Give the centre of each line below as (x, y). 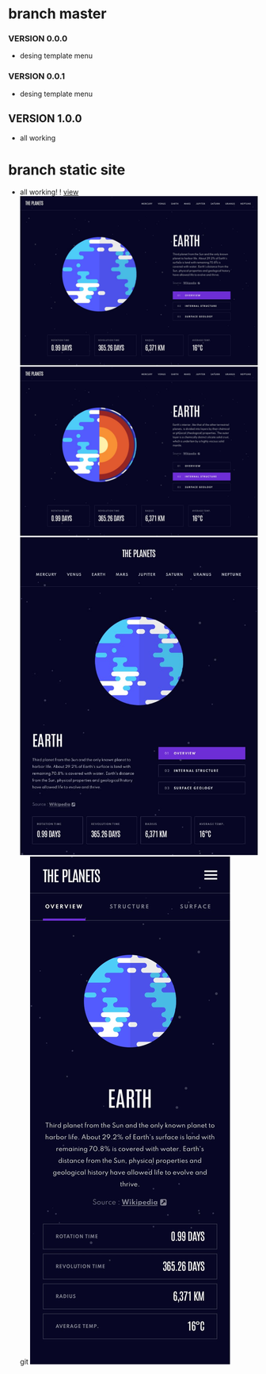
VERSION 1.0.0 (45, 119)
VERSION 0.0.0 (38, 39)
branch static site (67, 169)
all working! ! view (49, 192)
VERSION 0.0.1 (37, 76)
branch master (57, 14)
